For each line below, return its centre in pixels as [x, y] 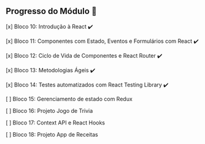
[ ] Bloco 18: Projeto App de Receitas [52, 134]
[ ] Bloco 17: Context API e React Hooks [56, 123]
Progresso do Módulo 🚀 [51, 11]
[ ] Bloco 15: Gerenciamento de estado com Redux [69, 99]
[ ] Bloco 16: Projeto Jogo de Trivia [49, 110]
